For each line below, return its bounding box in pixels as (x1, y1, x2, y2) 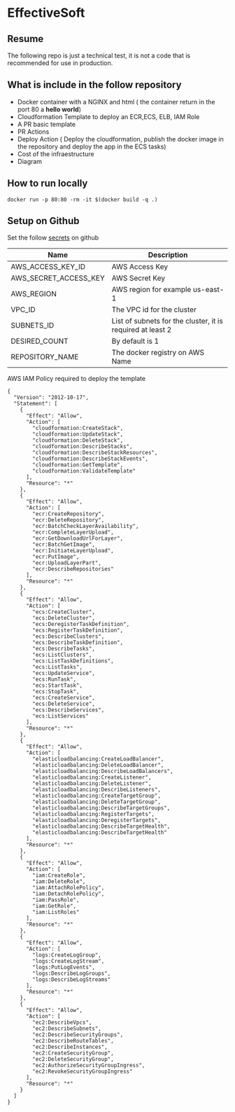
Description (148, 250, 188, 260)
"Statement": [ (13, 401, 58, 408)
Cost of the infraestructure (17, 149, 94, 158)
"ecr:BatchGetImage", (32, 541, 96, 548)
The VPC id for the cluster (111, 305, 197, 314)
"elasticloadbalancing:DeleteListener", (32, 780, 152, 787)
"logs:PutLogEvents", (32, 964, 96, 971)
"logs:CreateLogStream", (32, 958, 105, 965)
